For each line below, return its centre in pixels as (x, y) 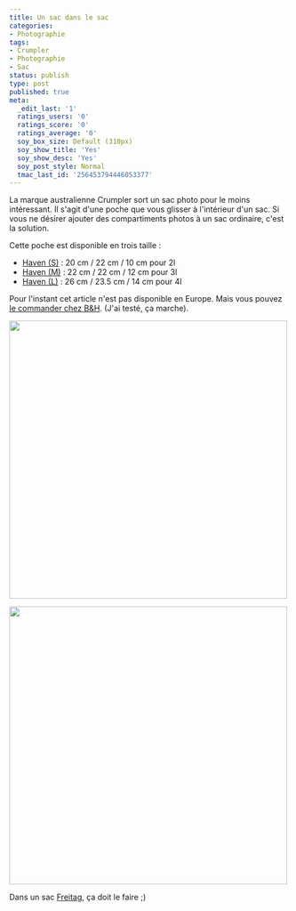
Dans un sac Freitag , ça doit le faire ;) (78, 897)
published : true (39, 92)
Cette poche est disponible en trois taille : (85, 246)
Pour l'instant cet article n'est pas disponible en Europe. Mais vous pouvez (146, 299)
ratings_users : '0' (53, 117)
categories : (31, 26)
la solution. (29, 229)
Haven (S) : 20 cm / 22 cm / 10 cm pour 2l (99, 262)
